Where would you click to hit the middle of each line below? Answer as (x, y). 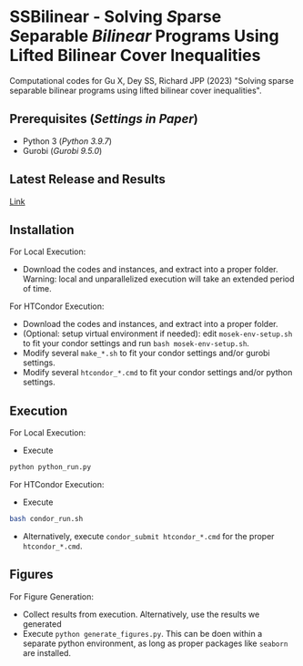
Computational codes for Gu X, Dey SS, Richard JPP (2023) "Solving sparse (151, 80)
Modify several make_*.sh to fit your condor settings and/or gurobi (146, 353)
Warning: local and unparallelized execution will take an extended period (158, 279)
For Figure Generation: (51, 596)
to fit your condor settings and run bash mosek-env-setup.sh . (136, 343)
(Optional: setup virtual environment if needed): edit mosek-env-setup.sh (157, 333)
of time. (37, 289)
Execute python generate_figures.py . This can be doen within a (142, 633)
